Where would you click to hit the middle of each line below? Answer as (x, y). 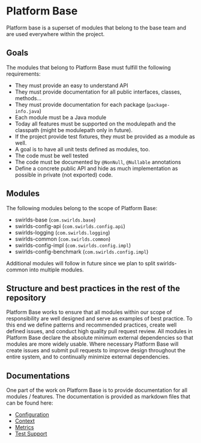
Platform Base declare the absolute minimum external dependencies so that (100, 338)
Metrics (24, 427)
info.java (27, 111)
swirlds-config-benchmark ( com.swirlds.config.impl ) (82, 252)
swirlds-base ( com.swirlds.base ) (55, 220)
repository (26, 297)
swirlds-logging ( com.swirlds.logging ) (62, 232)
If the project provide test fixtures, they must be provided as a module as (105, 136)
